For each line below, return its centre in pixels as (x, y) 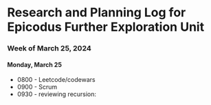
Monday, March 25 (34, 64)
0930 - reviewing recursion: (57, 94)
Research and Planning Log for (97, 13)
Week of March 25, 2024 (49, 48)
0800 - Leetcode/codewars (56, 80)
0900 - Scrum (37, 87)
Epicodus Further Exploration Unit (106, 27)
